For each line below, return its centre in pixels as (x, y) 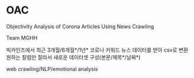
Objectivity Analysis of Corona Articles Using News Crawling (80, 26)
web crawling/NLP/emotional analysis (52, 69)
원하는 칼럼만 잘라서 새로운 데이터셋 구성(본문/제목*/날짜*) (73, 57)
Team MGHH (22, 38)
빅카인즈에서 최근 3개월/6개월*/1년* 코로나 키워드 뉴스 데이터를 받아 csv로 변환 (97, 50)
